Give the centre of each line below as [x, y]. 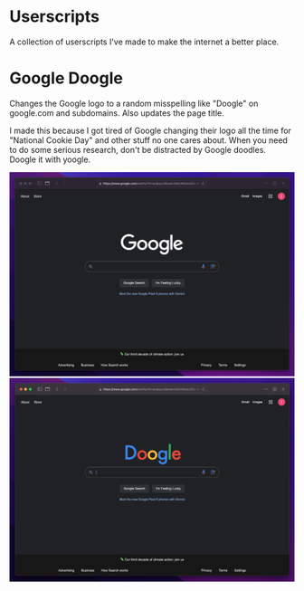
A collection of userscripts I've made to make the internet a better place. [144, 42]
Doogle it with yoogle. [50, 159]
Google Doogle [66, 78]
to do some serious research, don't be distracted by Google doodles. [138, 149]
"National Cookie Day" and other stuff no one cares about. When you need [148, 140]
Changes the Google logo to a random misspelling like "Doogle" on [134, 103]
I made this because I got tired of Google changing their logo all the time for [151, 130]
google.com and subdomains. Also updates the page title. [117, 113]
